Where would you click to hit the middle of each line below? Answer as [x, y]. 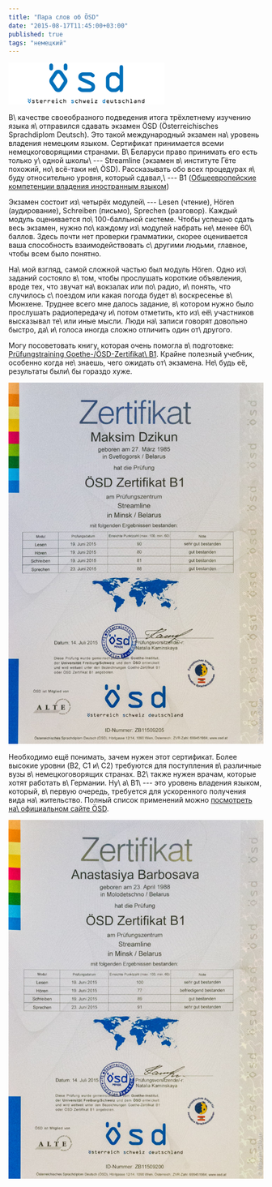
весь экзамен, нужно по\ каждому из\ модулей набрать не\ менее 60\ [130, 228]
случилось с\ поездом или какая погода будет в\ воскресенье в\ [121, 295]
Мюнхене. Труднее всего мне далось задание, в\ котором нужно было [131, 304]
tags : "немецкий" [38, 43]
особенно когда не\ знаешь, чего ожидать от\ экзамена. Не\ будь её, [128, 363]
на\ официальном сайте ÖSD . [59, 809]
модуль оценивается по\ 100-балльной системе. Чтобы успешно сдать [132, 220]
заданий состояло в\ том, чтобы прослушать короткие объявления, [125, 278]
